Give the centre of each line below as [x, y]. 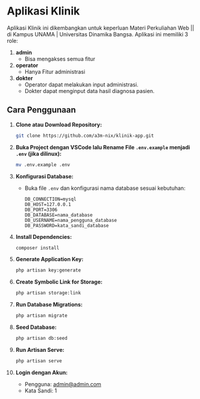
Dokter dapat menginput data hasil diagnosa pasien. [89, 91]
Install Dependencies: [44, 236]
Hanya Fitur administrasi [55, 71]
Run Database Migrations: [49, 305]
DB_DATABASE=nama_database [59, 215]
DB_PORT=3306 [41, 210]
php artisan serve [39, 361]
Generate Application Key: [50, 259]
